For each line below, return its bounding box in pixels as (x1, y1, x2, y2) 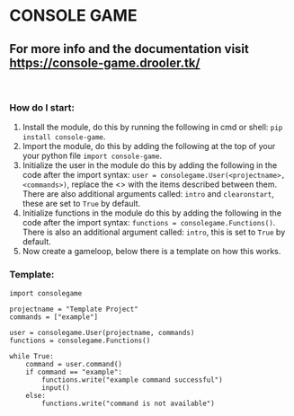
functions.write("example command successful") (41, 375, 223, 385)
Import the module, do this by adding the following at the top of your (22, 141, 276, 152)
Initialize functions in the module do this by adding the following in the (22, 208, 281, 218)
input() (41, 383, 70, 392)
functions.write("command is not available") (41, 399, 216, 408)
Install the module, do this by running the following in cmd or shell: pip (22, 122, 283, 133)
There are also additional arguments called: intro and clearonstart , (22, 189, 274, 199)
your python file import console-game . (22, 150, 163, 162)
